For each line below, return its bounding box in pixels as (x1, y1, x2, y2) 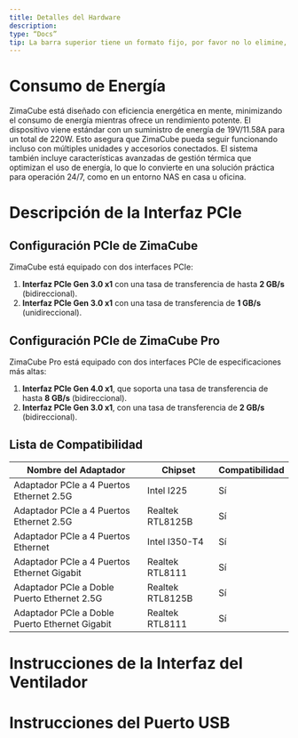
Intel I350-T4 (147, 535, 204, 548)
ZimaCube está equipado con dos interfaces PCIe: (9, 261, 193, 272)
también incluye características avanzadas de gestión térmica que (9, 153, 252, 164)
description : (9, 21, 58, 30)
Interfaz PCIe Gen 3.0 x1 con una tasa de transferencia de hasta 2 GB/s (21, 279, 286, 290)
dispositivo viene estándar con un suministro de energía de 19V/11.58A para (9, 124, 286, 135)
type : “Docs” (9, 29, 58, 38)
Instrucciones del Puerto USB (9, 713, 231, 734)
